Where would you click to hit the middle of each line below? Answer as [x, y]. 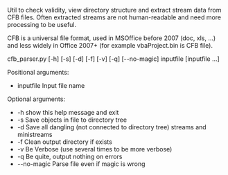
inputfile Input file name [51, 85]
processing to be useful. [42, 25]
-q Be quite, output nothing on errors [70, 156]
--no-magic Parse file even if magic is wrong [81, 164]
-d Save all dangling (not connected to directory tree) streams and [112, 127]
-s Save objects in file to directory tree [72, 120]
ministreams [35, 135]
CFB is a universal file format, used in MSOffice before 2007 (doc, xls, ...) [112, 38]
